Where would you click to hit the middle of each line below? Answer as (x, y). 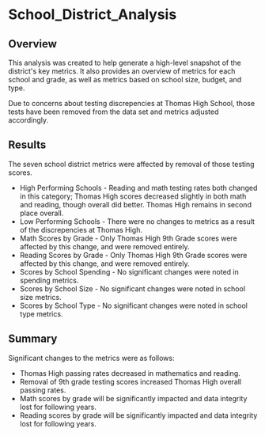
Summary (33, 339)
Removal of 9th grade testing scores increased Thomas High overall (131, 381)
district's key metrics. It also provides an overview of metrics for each (122, 71)
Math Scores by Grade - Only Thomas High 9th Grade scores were (128, 238)
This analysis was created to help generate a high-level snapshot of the (125, 63)
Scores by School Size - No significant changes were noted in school (132, 288)
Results (27, 145)
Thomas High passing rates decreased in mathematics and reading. (130, 373)
